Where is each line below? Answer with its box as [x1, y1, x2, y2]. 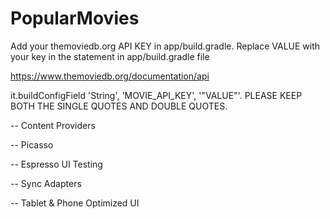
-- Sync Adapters [10, 177, 82, 189]
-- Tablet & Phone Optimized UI [10, 197, 140, 209]
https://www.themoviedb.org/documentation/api [10, 70, 210, 82]
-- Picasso [10, 138, 54, 151]
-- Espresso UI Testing [10, 158, 103, 170]
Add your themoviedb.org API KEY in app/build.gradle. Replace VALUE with [10, 40, 321, 52]
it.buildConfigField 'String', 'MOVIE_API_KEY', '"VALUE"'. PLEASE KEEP [10, 89, 303, 101]
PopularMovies [10, 7, 140, 30]
